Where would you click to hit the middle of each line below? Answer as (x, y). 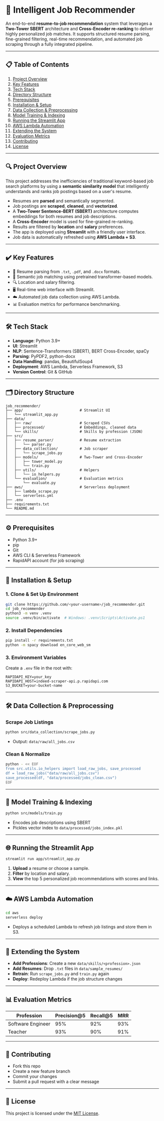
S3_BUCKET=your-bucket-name (34, 686)
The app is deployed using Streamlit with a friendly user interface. (79, 232)
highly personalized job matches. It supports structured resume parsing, (78, 34)
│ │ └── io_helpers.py (33, 474)
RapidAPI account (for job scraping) (48, 560)
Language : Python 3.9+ (36, 341)
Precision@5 (70, 1016)
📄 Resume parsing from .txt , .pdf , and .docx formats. (67, 272)
